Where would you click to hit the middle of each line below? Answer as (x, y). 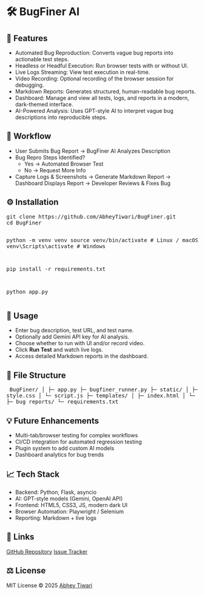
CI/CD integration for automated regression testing (78, 442)
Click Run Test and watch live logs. (59, 350)
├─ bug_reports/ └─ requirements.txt (63, 402)
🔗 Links (20, 537)
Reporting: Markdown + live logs (56, 518)
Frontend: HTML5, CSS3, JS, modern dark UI (71, 505)
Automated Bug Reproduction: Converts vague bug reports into (94, 53)
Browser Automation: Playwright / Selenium (70, 511)
